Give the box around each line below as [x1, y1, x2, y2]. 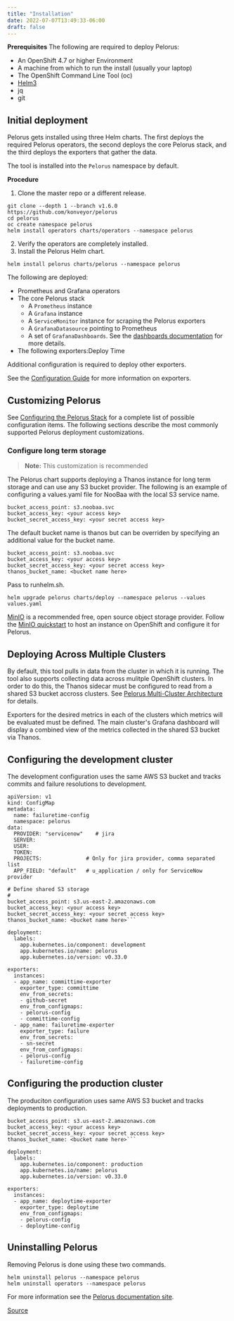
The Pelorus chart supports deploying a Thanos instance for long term [7, 475, 211, 484]
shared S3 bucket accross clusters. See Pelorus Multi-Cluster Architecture [7, 689, 223, 698]
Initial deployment [7, 114, 89, 126]
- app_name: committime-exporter [13, 978, 112, 985]
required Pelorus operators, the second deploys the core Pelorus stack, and [7, 140, 227, 149]
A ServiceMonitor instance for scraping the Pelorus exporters [27, 317, 206, 325]
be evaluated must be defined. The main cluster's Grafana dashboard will [7, 718, 220, 727]
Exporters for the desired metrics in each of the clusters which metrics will [7, 711, 223, 719]
